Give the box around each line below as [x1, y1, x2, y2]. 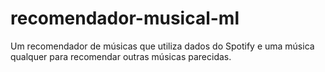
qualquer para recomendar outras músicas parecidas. [10, 50, 232, 62]
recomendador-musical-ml [10, 7, 240, 30]
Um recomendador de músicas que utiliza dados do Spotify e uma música [10, 40, 315, 52]
